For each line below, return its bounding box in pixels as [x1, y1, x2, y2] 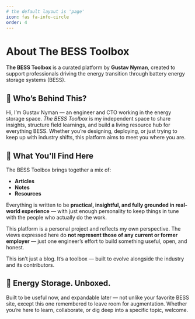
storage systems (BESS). [6, 77, 66, 84]
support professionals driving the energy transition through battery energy [6, 70, 185, 77]
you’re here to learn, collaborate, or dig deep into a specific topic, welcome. [6, 306, 189, 313]
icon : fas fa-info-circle [6, 14, 69, 20]
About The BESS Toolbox [6, 44, 130, 58]
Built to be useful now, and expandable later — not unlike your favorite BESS [6, 294, 190, 301]
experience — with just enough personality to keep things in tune [21, 207, 179, 214]
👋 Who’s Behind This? [6, 93, 87, 103]
